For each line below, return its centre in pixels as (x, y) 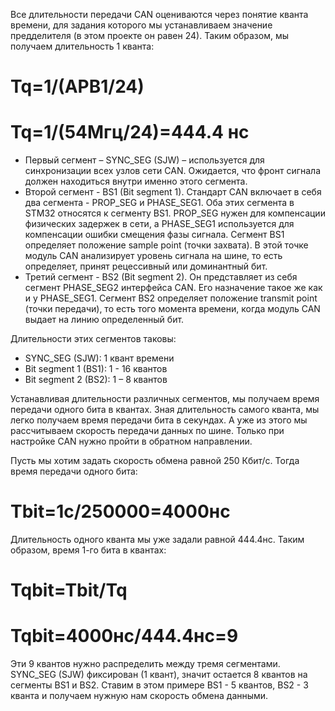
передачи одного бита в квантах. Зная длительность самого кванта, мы (165, 410)
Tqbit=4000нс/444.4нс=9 (124, 636)
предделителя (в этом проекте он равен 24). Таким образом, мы (150, 35)
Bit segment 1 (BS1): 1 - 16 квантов (96, 369)
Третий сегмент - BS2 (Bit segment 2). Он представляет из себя (161, 277)
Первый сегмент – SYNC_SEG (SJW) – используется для (144, 160)
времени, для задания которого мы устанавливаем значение (141, 25)
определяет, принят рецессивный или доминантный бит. (146, 266)
